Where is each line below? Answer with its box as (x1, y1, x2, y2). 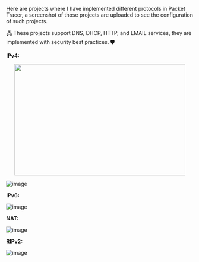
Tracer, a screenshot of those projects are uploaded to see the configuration (6, 11, 194, 18)
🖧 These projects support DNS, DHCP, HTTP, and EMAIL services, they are (6, 30, 192, 36)
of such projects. (6, 18, 48, 24)
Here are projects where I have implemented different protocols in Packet (6, 5, 185, 12)
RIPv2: (6, 238, 23, 245)
